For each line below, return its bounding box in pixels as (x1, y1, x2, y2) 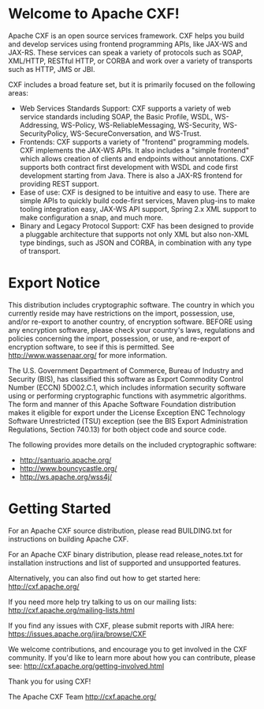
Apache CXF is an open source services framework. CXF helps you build (8, 31, 244, 40)
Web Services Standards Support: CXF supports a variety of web (19, 104, 231, 113)
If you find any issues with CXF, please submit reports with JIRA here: (8, 620, 235, 630)
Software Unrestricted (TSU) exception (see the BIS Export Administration (8, 416, 248, 425)
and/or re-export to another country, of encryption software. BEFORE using (8, 317, 253, 326)
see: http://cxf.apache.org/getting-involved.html (8, 661, 165, 670)
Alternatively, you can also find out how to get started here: (8, 573, 201, 583)
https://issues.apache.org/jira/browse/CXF (8, 629, 147, 639)
